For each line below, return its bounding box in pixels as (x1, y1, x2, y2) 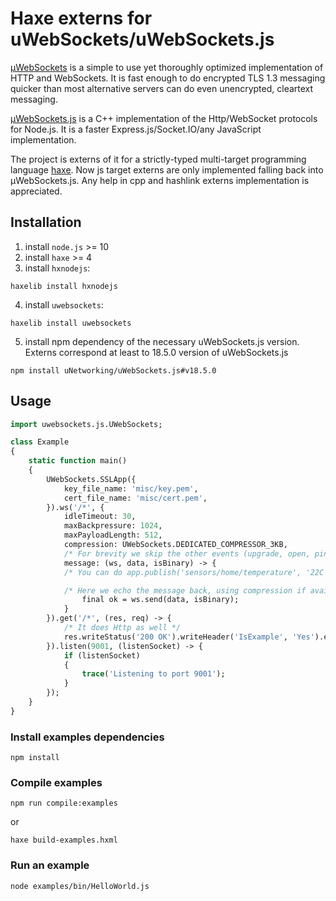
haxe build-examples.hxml (10, 835, 118, 846)
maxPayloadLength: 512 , (63, 530, 163, 541)
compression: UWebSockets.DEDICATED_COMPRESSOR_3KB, (63, 540, 288, 550)
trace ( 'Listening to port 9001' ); (81, 669, 226, 679)
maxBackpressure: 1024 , (63, 521, 163, 531)
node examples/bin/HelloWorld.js (10, 881, 150, 891)
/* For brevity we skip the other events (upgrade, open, (63, 548, 311, 559)
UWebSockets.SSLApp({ (46, 474, 137, 484)
